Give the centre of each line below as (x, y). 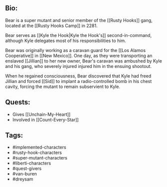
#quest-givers (27, 168)
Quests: (18, 102)
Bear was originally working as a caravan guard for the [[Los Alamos (76, 50)
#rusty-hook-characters (37, 152)
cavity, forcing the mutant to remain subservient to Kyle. (63, 86)
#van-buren (25, 174)
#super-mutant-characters (40, 158)
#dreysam (23, 179)
